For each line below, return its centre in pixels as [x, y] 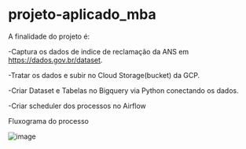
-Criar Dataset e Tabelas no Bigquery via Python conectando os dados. [123, 90]
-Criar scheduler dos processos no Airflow [77, 106]
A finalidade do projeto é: [49, 36]
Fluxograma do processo [48, 121]
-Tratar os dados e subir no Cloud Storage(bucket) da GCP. [104, 75]
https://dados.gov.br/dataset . [55, 60]
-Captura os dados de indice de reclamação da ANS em [99, 51]
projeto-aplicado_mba [82, 15]
